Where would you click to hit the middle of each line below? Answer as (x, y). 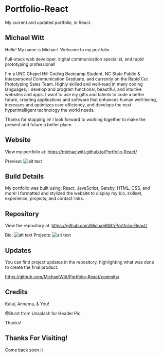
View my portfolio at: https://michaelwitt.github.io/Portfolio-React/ (71, 152)
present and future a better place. (39, 124)
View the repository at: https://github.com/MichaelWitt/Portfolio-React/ (76, 226)
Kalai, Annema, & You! (27, 304)
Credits (17, 292)
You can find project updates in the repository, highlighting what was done (80, 262)
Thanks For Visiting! (36, 338)
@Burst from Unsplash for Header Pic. (43, 313)
